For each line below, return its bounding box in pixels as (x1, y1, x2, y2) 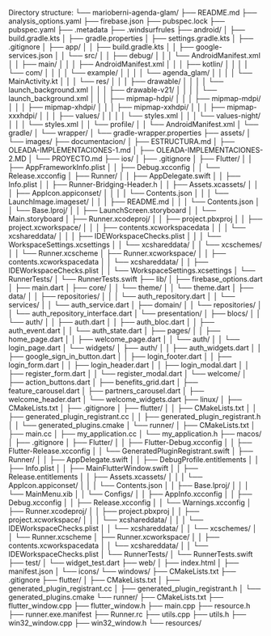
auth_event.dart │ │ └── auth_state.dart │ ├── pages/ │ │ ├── (8, 326, 221, 335)
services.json (8, 51, 53, 60)
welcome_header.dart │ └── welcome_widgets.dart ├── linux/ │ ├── (8, 395, 243, 404)
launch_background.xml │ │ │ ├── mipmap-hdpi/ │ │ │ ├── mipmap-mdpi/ (8, 94, 261, 103)
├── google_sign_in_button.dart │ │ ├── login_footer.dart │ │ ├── (8, 352, 232, 361)
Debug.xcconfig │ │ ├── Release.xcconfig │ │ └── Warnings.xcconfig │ (8, 498, 252, 507)
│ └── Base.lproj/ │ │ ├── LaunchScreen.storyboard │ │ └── (8, 206, 217, 214)
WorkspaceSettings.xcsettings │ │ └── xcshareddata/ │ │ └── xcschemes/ (8, 240, 263, 249)
